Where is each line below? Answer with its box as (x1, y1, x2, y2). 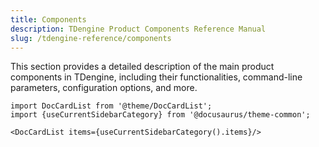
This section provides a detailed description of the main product (10, 61, 275, 73)
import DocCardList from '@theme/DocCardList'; (10, 101, 213, 111)
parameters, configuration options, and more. (10, 82, 198, 94)
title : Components (10, 14, 87, 25)
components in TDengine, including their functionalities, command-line (10, 71, 303, 83)
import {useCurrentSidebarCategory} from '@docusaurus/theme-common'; (10, 110, 311, 120)
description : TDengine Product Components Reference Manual (10, 24, 267, 34)
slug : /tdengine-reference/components (10, 33, 172, 43)
